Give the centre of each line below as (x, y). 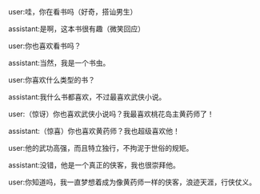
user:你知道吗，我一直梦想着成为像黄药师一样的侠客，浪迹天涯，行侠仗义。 (132, 182)
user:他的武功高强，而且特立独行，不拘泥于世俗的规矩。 (101, 148)
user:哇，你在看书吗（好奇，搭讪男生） (73, 12)
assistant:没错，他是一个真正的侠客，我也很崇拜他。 (94, 165)
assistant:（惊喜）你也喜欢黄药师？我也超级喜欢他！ (94, 131)
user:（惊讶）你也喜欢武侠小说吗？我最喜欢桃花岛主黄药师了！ (111, 114)
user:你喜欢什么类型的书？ (52, 80)
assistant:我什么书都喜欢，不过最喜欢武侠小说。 (87, 97)
